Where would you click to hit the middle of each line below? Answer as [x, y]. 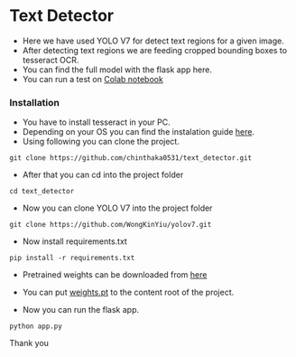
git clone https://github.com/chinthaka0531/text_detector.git [131, 158]
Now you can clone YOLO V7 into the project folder [117, 208]
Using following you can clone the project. [101, 142]
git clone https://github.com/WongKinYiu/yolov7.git [111, 225]
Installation [35, 102]
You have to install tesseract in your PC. [96, 122]
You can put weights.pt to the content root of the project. [128, 292]
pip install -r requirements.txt [72, 258]
